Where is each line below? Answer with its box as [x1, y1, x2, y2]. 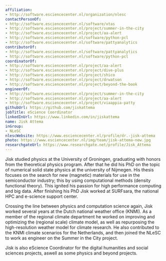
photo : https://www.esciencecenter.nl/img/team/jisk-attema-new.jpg [5, 138, 151, 143]
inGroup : [5, 124, 23, 129]
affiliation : [5, 7, 32, 13]
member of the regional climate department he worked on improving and [5, 214, 155, 219]
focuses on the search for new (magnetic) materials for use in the [5, 172, 140, 178]
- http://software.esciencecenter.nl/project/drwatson [5, 77, 122, 82]
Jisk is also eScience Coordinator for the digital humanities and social [5, 245, 148, 250]
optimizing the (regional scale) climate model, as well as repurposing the [5, 219, 155, 225]
